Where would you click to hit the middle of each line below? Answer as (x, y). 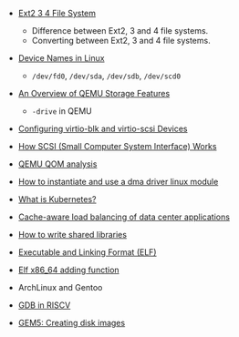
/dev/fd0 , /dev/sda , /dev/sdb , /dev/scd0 (106, 76)
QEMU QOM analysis (57, 164)
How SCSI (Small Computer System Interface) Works (117, 146)
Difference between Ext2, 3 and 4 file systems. (120, 31)
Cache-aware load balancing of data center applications (124, 217)
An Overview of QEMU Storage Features (94, 93)
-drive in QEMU (62, 111)
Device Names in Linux (61, 58)
